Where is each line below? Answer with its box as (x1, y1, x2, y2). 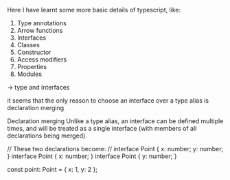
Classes (16, 41, 40, 49)
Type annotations (16, 19, 67, 27)
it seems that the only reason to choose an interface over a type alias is (7, 97, 209, 105)
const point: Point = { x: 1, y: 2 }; (7, 166, 98, 173)
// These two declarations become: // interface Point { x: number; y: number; (7, 145, 224, 153)
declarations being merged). (7, 131, 87, 140)
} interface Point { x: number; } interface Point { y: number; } (7, 152, 177, 160)
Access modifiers (16, 55, 67, 64)
